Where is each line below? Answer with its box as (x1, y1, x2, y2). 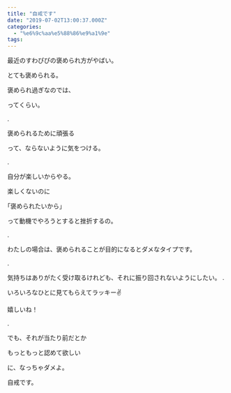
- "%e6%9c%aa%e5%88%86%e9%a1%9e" (13, 29, 111, 37)
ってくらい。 (7, 101, 44, 109)
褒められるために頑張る (7, 129, 75, 138)
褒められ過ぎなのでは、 (7, 86, 75, 94)
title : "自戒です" (7, 10, 57, 17)
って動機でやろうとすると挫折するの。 (7, 217, 117, 225)
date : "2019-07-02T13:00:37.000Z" (7, 17, 108, 24)
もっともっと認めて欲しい (7, 348, 81, 357)
